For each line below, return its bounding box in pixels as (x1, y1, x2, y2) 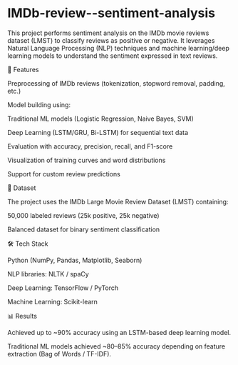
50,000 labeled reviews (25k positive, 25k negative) (7, 211, 160, 219)
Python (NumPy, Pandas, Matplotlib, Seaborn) (7, 256, 143, 264)
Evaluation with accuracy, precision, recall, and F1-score (7, 141, 173, 151)
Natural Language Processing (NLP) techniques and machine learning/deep (7, 44, 230, 52)
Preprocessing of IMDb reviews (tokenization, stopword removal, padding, (7, 79, 226, 87)
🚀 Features (7, 65, 39, 74)
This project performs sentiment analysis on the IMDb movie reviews (7, 29, 209, 37)
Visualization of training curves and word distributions (7, 156, 166, 164)
